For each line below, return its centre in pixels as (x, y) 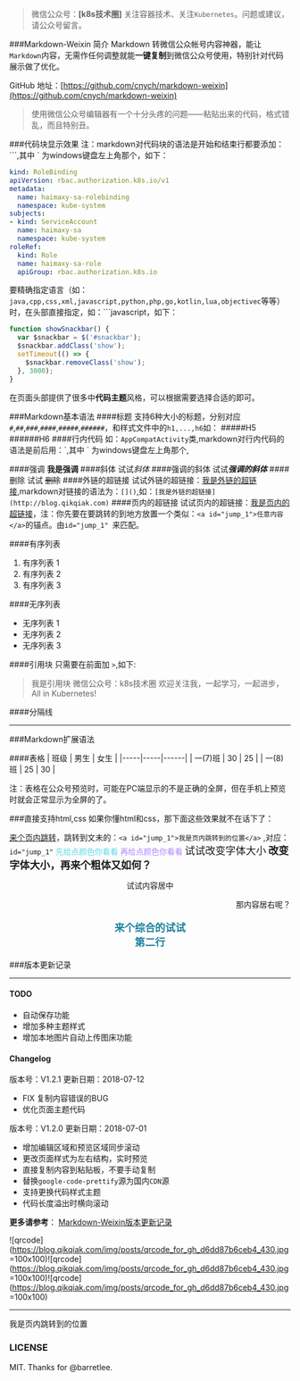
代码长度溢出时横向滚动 (65, 1203)
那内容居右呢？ (263, 904)
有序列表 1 (41, 563)
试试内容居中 (150, 885)
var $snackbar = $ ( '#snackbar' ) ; (79, 338)
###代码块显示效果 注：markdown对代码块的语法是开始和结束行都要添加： (146, 144)
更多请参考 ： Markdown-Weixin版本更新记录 (91, 1222)
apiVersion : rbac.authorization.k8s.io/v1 (89, 180)
